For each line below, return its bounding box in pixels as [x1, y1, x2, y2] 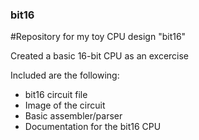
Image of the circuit [24, 99, 106, 112]
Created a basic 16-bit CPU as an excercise [10, 50, 190, 62]
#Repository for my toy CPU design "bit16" [10, 31, 187, 43]
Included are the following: [10, 69, 120, 82]
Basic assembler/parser [24, 110, 123, 122]
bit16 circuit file [24, 89, 88, 101]
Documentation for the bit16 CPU [24, 121, 162, 133]
